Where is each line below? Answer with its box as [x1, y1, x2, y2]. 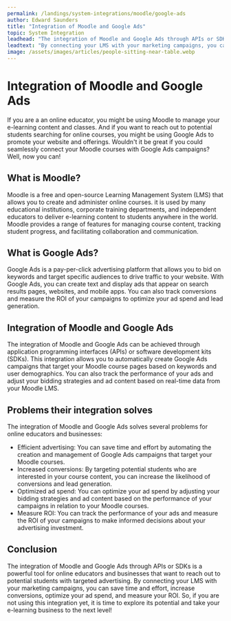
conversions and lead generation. [16, 480, 112, 488]
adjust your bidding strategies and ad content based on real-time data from [7, 377, 221, 385]
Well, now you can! [7, 152, 61, 161]
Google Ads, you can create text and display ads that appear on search [7, 280, 209, 288]
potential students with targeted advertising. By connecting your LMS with [7, 576, 217, 584]
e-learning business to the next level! [7, 606, 112, 614]
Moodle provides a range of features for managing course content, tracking [7, 220, 221, 228]
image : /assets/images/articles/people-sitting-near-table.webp [7, 49, 195, 56]
